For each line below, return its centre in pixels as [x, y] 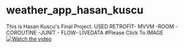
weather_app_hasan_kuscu [75, 10]
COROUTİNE [22, 32]
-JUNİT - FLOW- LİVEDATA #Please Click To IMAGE [101, 32]
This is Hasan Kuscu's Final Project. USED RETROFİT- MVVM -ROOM [90, 26]
